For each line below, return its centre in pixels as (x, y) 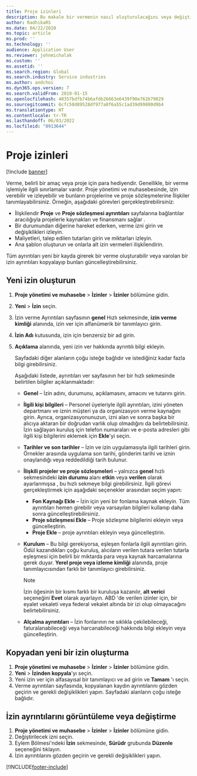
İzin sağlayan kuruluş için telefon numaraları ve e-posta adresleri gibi (106, 429)
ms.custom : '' (23, 61)
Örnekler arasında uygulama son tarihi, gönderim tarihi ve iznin (99, 453)
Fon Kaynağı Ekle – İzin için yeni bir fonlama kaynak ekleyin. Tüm (111, 501)
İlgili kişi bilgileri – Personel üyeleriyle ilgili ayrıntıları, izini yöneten (103, 404)
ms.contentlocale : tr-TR (36, 115)
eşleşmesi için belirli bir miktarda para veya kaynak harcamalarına (103, 556)
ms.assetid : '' (25, 66)
